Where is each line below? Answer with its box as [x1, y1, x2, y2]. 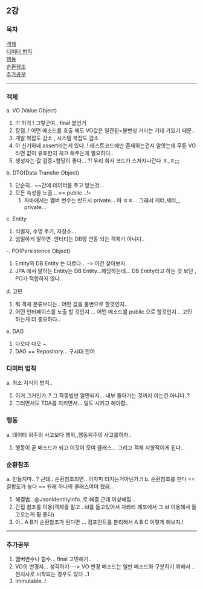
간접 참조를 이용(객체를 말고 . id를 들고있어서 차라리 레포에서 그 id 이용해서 [14, 503, 190, 510]
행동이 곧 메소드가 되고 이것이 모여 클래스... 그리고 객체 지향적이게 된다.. [14, 443, 184, 451]
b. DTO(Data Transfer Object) [6, 169, 80, 176]
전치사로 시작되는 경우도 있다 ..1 [14, 570, 89, 578]
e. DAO [6, 327, 24, 335]
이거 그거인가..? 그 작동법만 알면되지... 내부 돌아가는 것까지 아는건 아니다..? [14, 392, 190, 399]
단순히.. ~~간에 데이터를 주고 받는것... [14, 181, 105, 188]
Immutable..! [14, 578, 47, 585]
